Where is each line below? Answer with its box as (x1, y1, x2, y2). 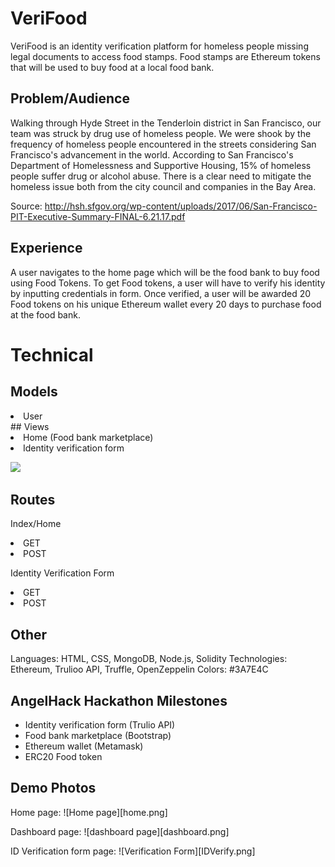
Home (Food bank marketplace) (23, 431, 154, 443)
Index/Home (10, 518, 62, 530)
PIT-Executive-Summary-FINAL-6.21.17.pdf (10, 210, 186, 222)
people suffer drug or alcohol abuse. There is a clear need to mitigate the (10, 170, 312, 182)
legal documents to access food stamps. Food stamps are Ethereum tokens (10, 50, 321, 62)
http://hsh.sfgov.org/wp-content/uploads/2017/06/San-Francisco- (44, 200, 318, 212)
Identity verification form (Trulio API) (24, 719, 176, 731)
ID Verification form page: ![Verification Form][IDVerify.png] (10, 845, 256, 857)
